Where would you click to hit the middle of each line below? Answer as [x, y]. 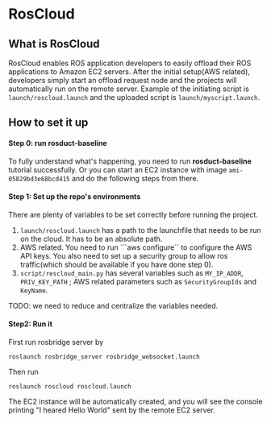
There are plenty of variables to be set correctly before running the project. [133, 214]
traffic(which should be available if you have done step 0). [117, 264]
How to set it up [48, 123]
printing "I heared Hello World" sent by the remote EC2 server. [112, 410]
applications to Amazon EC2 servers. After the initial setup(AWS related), [129, 72]
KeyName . [34, 290]
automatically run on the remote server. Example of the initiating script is [129, 89]
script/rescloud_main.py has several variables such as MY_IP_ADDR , [131, 273]
